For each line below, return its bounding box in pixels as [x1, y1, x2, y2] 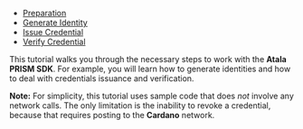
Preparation [22, 8, 67, 18]
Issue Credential [22, 27, 84, 37]
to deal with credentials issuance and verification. [9, 73, 194, 84]
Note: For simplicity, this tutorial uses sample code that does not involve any [9, 90, 294, 101]
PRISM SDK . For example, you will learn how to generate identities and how [9, 63, 291, 74]
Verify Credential [22, 36, 86, 47]
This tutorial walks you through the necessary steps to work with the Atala [9, 54, 287, 64]
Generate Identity [22, 17, 88, 28]
